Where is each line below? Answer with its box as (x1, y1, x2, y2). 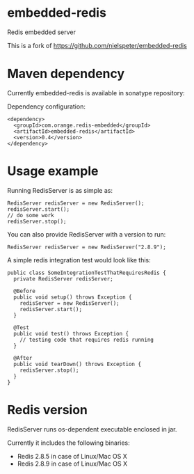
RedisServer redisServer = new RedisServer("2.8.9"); (7, 244, 167, 251)
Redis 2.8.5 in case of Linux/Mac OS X (17, 452, 127, 460)
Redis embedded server (7, 28, 76, 36)
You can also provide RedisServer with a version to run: (7, 230, 166, 238)
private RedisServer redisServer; (13, 275, 113, 283)
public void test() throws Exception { (13, 330, 129, 337)
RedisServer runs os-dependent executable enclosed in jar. (7, 425, 177, 433)
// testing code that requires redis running (19, 336, 154, 343)
